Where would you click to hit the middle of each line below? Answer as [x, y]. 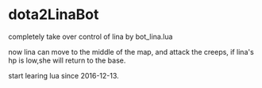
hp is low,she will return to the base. [67, 60]
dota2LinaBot [54, 15]
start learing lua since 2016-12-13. [64, 75]
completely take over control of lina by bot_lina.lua [91, 36]
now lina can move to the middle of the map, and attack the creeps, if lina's [131, 52]
